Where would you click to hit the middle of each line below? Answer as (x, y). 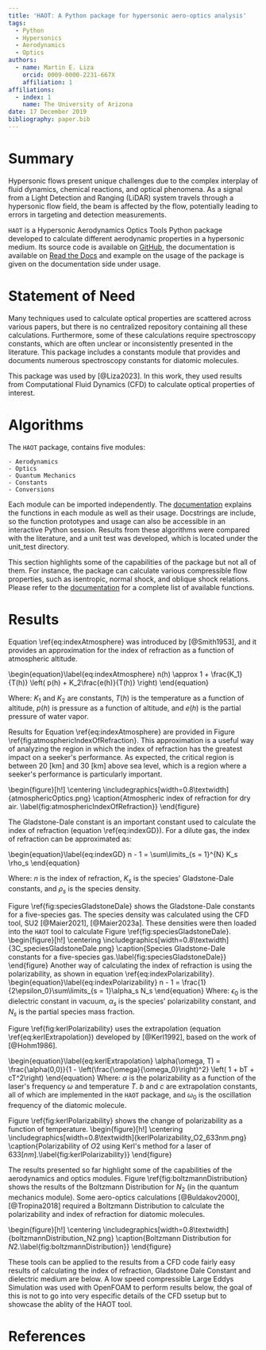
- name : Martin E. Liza (54, 68)
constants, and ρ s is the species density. (75, 890)
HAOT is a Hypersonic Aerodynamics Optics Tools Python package (116, 230)
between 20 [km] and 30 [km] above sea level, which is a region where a (127, 766)
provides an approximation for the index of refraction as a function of (121, 650)
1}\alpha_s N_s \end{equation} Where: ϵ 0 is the (182, 992)
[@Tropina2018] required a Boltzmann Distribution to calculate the (116, 1206)
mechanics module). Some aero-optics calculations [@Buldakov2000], (124, 1197)
